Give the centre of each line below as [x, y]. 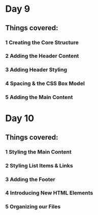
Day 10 [20, 119]
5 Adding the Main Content [39, 97]
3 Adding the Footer [30, 179]
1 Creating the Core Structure [42, 42]
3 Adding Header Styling [36, 70]
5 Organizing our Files [33, 207]
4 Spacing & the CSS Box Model [45, 83]
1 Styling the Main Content [39, 152]
